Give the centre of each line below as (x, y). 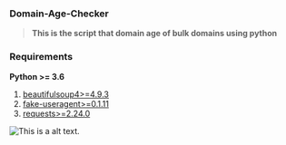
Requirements (41, 57)
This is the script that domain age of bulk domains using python (154, 34)
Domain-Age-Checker (59, 14)
